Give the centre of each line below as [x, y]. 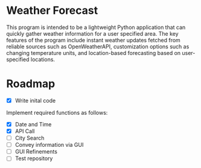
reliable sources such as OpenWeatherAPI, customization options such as [98, 47]
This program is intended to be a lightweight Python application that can [96, 27]
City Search [30, 138]
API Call [25, 131]
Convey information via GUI [49, 145]
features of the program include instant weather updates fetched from [94, 40]
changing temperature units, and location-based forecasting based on [94, 53]
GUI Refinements [36, 152]
